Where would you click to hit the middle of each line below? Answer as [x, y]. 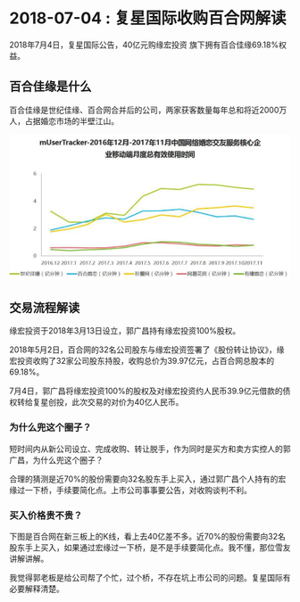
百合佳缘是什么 [50, 87]
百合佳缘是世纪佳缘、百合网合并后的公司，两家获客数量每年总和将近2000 [144, 110]
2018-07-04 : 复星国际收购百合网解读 [148, 18]
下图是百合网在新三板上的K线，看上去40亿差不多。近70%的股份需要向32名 [147, 536]
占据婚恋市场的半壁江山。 [71, 120]
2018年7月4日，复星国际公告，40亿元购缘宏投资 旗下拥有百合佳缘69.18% [144, 45]
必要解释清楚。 [37, 589]
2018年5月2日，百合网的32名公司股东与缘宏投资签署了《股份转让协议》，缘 [147, 350]
